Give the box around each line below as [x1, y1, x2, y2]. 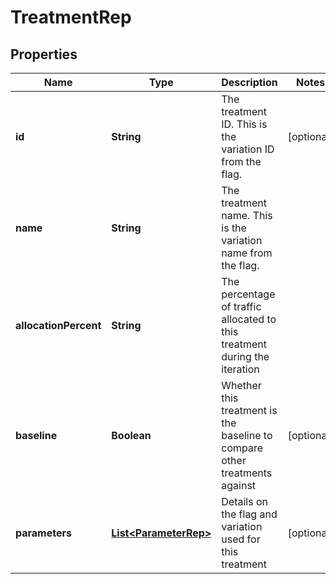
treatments [221, 466, 273, 480]
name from [221, 246, 273, 260]
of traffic [221, 300, 262, 313]
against [221, 479, 257, 492]
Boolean [111, 429, 152, 442]
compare [221, 441, 264, 455]
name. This [221, 209, 273, 222]
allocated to [221, 312, 277, 326]
